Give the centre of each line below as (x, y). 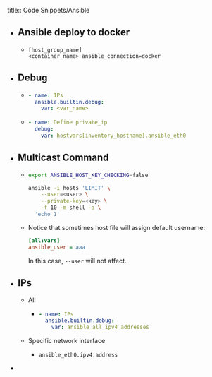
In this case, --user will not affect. (77, 261)
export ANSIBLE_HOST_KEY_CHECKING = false (88, 175)
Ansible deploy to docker (74, 32)
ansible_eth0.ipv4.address (78, 355)
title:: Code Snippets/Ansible (49, 10)
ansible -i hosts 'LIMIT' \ (69, 188)
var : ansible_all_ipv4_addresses (100, 328)
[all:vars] (44, 240)
